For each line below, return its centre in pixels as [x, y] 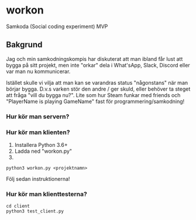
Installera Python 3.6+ [41, 145]
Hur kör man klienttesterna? [47, 194]
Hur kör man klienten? [38, 132]
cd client [18, 206]
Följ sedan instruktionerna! [38, 178]
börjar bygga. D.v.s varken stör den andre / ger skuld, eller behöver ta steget [98, 89]
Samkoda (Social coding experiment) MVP [57, 26]
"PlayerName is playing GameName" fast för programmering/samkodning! [95, 101]
